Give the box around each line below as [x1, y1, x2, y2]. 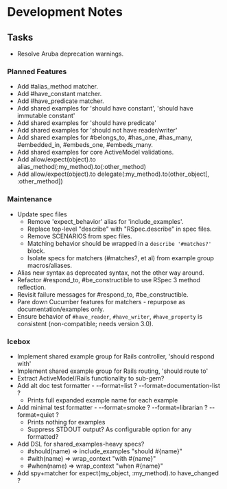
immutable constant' [16, 111, 75, 120]
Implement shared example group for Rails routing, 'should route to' [16, 367, 208, 375]
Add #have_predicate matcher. [16, 97, 104, 105]
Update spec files [16, 210, 67, 218]
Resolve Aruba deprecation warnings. [16, 49, 124, 58]
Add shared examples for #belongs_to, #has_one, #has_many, [16, 133, 193, 141]
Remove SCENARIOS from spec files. [27, 231, 132, 240]
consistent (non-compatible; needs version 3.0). [16, 319, 154, 328]
